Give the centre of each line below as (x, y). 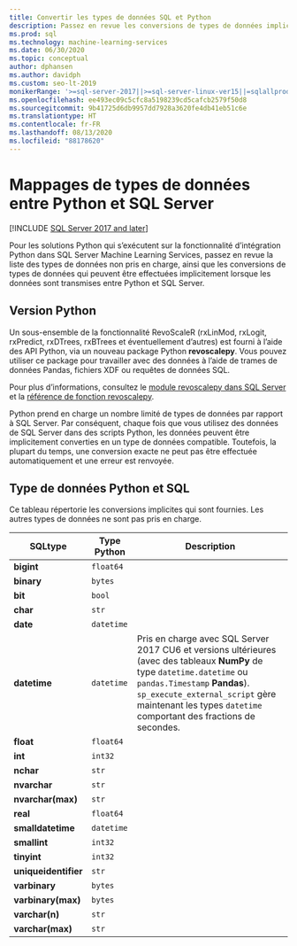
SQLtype (48, 547)
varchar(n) (37, 915)
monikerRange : (35, 91)
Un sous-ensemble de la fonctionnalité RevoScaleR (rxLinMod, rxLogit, (138, 332)
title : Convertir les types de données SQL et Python (110, 17)
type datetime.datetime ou (192, 672)
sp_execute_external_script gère (206, 694)
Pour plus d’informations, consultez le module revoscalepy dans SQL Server (148, 387)
